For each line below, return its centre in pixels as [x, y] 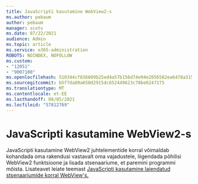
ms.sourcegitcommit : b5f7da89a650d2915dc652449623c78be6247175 [85, 83]
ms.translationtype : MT [35, 88]
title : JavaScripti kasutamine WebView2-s [59, 11]
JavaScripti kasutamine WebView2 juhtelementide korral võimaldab [88, 150]
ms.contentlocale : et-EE [37, 94]
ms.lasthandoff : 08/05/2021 [41, 99]
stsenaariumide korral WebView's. [47, 175]
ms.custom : [19, 61]
